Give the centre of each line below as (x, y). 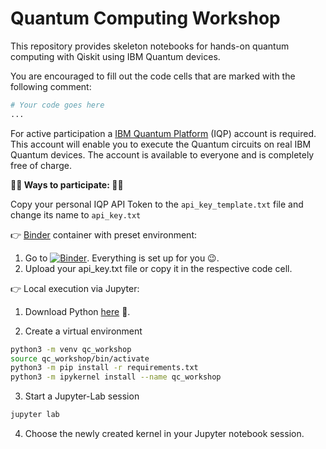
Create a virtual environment (83, 331)
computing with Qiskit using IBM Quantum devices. (115, 56)
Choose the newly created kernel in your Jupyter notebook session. (164, 434)
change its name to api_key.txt (76, 214)
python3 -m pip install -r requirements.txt (104, 368)
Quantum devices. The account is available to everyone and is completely (162, 154)
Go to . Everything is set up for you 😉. (122, 258)
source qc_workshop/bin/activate (80, 358)
